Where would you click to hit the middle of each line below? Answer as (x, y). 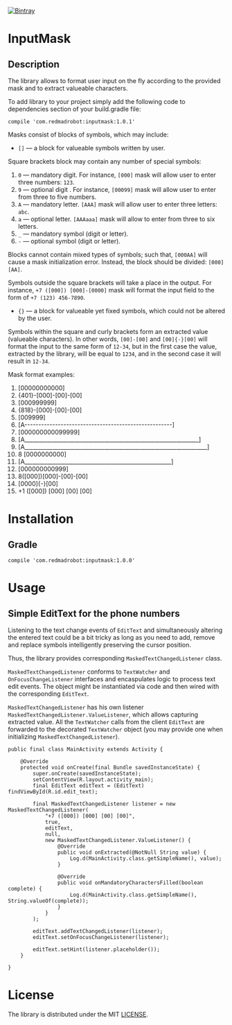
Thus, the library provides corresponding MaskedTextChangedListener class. (115, 658)
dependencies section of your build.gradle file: (74, 109)
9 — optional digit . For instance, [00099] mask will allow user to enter (117, 190)
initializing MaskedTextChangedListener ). (64, 737)
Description (34, 64)
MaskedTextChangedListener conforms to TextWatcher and (89, 672)
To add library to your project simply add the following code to (97, 102)
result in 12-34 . (29, 361)
